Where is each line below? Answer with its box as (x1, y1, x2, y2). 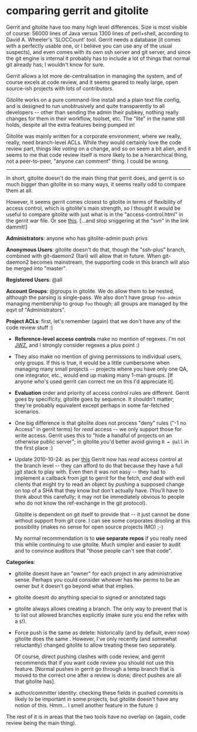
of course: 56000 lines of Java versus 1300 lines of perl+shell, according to (6, 29, 189, 36)
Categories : (6, 558, 36, 565)
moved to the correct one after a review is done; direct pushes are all (14, 671, 182, 679)
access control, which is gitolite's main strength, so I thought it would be (6, 204, 181, 211)
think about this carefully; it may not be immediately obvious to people (14, 493, 185, 500)
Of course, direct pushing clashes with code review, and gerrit (14, 653, 165, 660)
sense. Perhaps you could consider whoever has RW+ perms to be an (14, 576, 180, 583)
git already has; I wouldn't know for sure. (6, 61, 105, 68)
